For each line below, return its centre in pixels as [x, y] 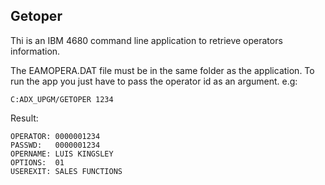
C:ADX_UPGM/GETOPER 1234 [62, 99]
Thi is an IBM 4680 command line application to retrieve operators [146, 40]
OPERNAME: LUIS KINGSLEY [62, 154]
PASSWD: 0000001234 [55, 145]
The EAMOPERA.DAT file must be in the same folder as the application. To [162, 70]
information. [35, 51]
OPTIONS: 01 [37, 162]
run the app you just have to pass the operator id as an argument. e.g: [154, 81]
